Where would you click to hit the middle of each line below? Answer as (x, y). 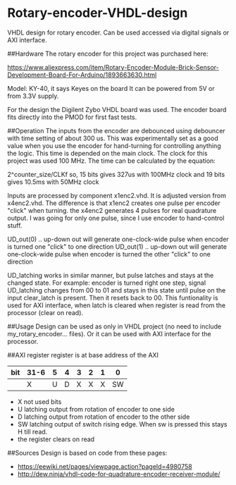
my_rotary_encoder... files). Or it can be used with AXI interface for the (109, 333)
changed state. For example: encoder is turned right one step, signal (107, 283)
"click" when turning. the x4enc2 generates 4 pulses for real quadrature (112, 210)
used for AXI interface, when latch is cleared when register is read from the (117, 305)
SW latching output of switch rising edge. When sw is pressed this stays (122, 424)
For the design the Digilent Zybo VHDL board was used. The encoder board (117, 109)
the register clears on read (56, 439)
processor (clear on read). (45, 312)
